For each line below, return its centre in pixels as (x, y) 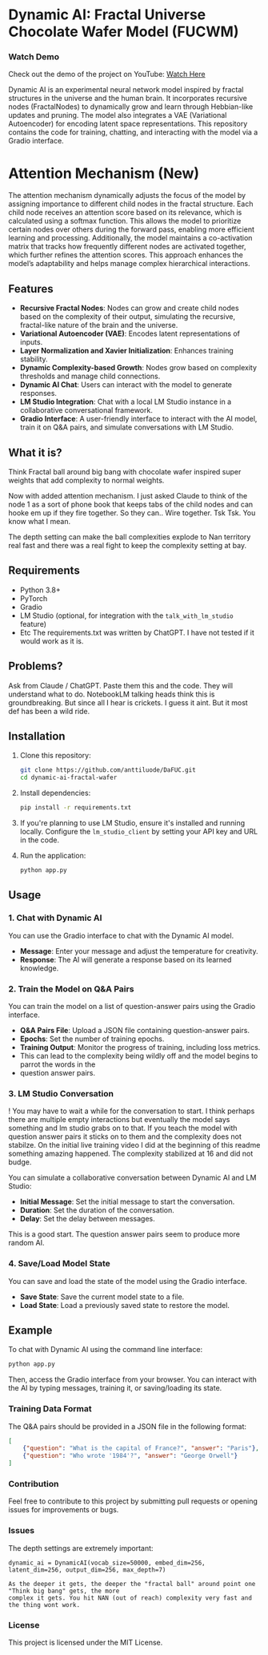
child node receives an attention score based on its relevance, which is (125, 212)
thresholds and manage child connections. (90, 376)
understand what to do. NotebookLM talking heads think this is (112, 694)
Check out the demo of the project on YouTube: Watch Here (107, 75)
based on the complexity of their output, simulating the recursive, (128, 317)
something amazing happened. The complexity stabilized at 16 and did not (131, 1154)
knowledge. (39, 968)
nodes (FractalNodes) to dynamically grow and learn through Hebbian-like (131, 107)
